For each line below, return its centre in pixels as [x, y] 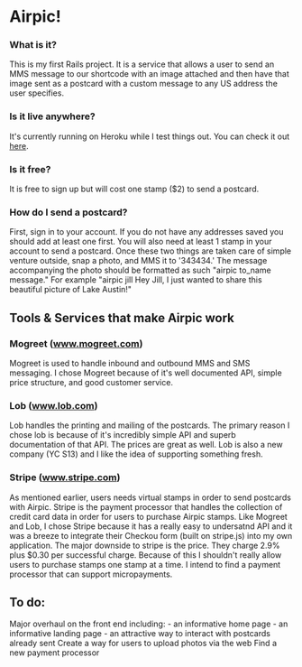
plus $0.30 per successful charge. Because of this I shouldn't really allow [146, 555]
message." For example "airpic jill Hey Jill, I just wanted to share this [136, 280]
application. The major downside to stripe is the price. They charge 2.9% [145, 545]
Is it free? [30, 169]
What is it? [33, 45]
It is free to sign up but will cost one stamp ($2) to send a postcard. [134, 189]
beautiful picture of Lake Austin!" [71, 290]
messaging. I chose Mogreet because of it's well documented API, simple [146, 373]
